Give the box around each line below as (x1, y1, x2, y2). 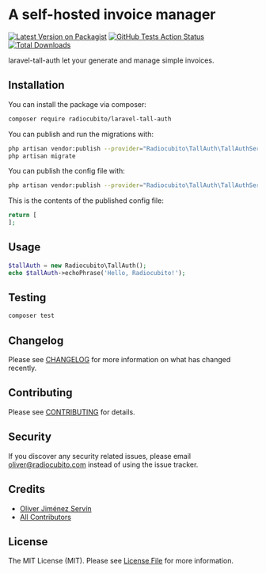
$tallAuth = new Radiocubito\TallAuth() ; (8, 262, 147, 269)
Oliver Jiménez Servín (19, 503, 93, 513)
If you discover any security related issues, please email (8, 451, 192, 460)
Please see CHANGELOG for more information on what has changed (8, 355, 231, 365)
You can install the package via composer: (8, 99, 146, 109)
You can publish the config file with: (8, 166, 125, 176)
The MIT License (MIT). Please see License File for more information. (8, 556, 234, 566)
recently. (8, 363, 37, 373)
